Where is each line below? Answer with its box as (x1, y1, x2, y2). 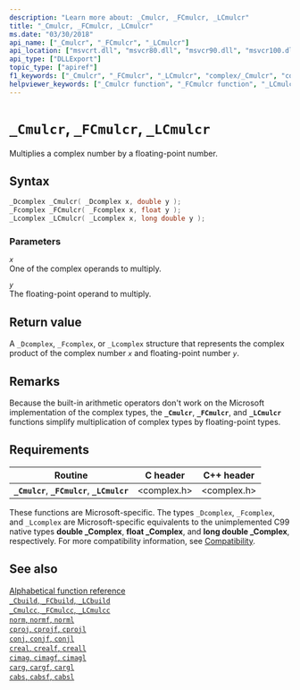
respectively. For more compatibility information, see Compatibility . (9, 535, 256, 546)
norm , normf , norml (9, 614, 75, 625)
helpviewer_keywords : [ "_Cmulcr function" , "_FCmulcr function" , (9, 80, 257, 89)
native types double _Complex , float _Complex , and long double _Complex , (9, 525, 290, 537)
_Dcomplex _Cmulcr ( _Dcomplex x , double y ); (9, 198, 181, 207)
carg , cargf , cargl (9, 661, 75, 672)
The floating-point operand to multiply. (9, 288, 152, 300)
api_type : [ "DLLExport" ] (9, 55, 102, 64)
